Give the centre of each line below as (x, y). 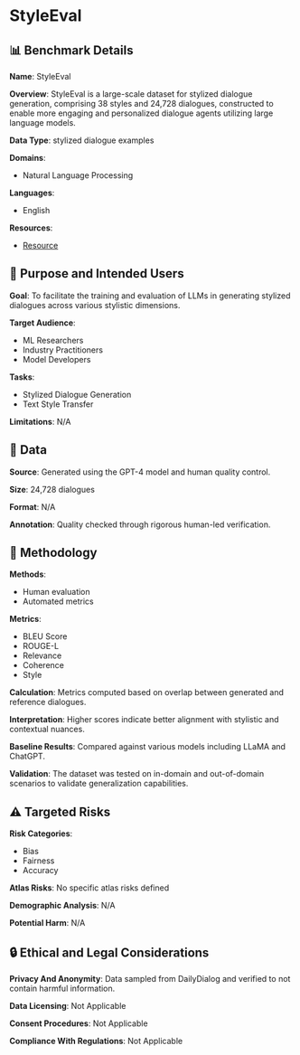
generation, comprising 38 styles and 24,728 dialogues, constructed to (141, 104)
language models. (43, 122)
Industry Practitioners (63, 350)
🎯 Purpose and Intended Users (97, 273)
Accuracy (40, 871)
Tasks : (22, 377)
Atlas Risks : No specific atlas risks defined (89, 888)
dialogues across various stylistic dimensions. (95, 305)
